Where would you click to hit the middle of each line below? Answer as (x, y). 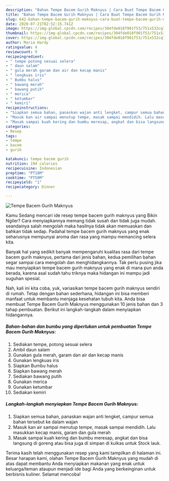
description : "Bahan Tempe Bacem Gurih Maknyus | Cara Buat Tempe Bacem (83, 10)
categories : (18, 127)
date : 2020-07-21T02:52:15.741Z (39, 24)
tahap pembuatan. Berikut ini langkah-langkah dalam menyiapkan (73, 310)
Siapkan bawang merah (37, 371)
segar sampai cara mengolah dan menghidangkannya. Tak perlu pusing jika (84, 262)
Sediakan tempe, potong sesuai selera (52, 344)
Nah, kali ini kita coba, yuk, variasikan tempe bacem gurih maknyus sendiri (83, 288)
